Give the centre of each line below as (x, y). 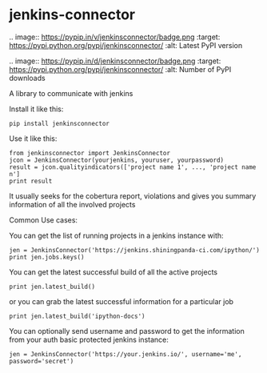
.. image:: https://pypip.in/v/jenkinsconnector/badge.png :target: (115, 37)
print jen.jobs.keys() (47, 257)
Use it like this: (33, 138)
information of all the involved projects (72, 204)
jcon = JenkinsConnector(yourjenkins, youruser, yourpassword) (117, 160)
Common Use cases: (44, 220)
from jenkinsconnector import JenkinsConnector (90, 153)
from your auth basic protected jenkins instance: (89, 339)
